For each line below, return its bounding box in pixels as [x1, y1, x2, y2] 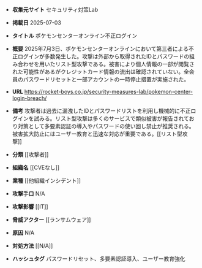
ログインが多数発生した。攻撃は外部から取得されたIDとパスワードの [17, 53, 190, 60]
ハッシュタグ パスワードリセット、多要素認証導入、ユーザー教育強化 [12, 255, 185, 262]
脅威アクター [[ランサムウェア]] [12, 216, 91, 223]
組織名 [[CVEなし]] [12, 164, 60, 171]
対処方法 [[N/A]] [12, 242, 53, 249]
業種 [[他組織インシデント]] [12, 177, 81, 184]
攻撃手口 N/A [12, 190, 45, 197]
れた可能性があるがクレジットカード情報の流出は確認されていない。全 [12, 68, 190, 75]
